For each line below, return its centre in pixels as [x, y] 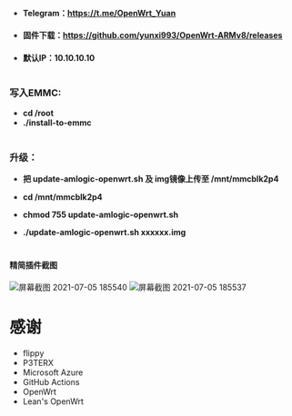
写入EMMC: [35, 93]
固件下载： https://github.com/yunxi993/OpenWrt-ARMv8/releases [152, 35]
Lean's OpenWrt [53, 401]
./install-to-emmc [57, 123]
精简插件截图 [33, 265]
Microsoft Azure [53, 372]
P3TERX [38, 362]
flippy [33, 352]
